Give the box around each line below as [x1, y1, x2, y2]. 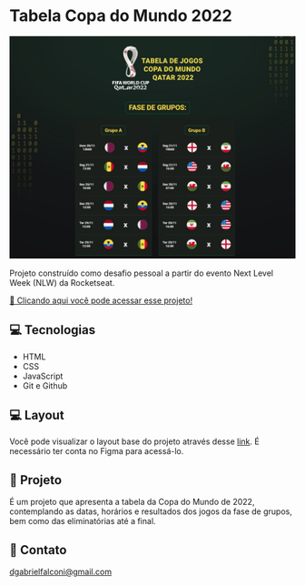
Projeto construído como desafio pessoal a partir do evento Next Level [9, 268, 274, 278]
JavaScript [22, 370, 64, 381]
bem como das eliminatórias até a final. [9, 516, 156, 527]
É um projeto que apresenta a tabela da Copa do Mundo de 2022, [9, 497, 255, 508]
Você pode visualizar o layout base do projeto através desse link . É [9, 436, 261, 447]
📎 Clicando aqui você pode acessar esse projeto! [9, 295, 193, 306]
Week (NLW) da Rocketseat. [9, 277, 115, 288]
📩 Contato [9, 542, 67, 558]
